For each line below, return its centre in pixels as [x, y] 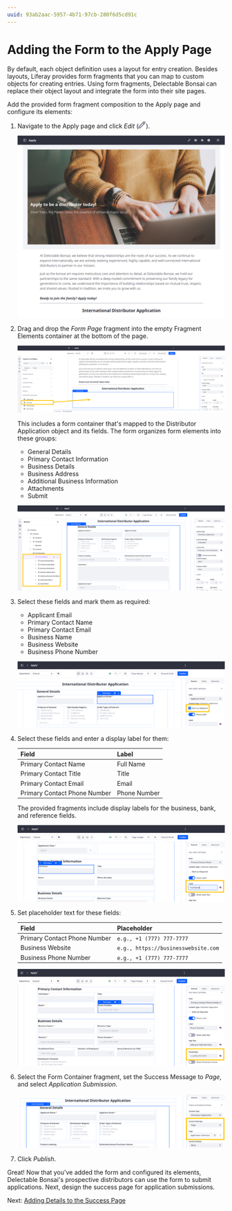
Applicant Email [50, 615]
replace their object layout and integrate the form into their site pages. [107, 91]
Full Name [131, 764]
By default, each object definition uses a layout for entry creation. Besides [113, 68]
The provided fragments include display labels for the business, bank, [116, 808]
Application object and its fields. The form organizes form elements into [119, 431]
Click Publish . [37, 1159]
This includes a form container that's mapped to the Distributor [107, 424]
